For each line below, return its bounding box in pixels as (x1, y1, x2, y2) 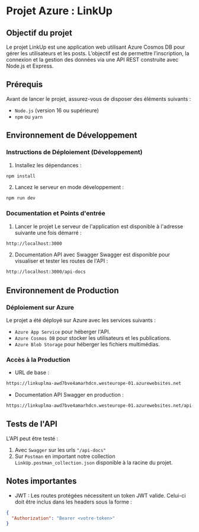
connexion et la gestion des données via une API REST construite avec (6, 56, 179, 63)
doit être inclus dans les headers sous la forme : (14, 498, 132, 505)
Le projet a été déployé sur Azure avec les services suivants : (6, 316, 156, 324)
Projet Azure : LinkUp (6, 4, 113, 18)
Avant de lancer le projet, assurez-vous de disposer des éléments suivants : (6, 95, 191, 102)
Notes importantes (6, 476, 77, 486)
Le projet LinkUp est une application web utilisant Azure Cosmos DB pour (6, 43, 185, 50)
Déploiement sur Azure (6, 303, 74, 311)
